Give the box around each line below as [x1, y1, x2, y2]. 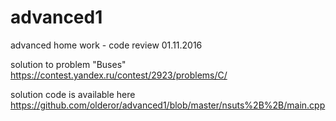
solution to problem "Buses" [10, 58, 127, 70]
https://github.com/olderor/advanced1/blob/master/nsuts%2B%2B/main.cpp [10, 99, 326, 111]
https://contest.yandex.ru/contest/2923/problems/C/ [10, 69, 228, 81]
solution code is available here [10, 88, 136, 100]
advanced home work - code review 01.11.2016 [10, 39, 203, 51]
